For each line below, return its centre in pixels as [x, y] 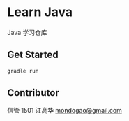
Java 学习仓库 [27, 32]
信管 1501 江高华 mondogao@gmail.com [64, 111]
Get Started [33, 55]
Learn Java [40, 12]
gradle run [23, 71]
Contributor [33, 93]
